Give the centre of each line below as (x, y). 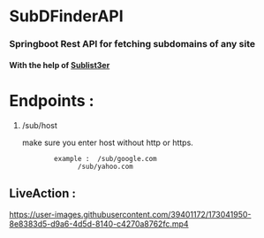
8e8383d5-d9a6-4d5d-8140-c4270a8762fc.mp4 (99, 224)
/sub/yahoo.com (106, 166)
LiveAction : (43, 193)
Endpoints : (52, 100)
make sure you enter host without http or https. (108, 142)
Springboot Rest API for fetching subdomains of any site (132, 44)
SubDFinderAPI (66, 16)
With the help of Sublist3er (60, 65)
